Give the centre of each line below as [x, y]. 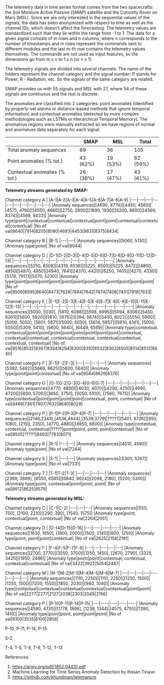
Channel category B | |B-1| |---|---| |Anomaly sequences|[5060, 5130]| [76, 241]
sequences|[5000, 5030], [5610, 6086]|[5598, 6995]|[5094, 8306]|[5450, [80, 312]
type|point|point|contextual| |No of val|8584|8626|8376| [62, 373]
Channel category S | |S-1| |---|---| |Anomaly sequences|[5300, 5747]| [76, 458]
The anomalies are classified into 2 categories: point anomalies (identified [79, 103]
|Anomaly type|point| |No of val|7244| [43, 449]
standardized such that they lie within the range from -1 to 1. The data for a [80, 33]
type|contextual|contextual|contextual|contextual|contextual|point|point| [78, 589]
